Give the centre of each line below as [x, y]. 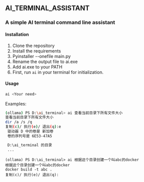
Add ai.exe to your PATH [37, 66]
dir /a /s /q [19, 122]
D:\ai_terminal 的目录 [30, 145]
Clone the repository [33, 45]
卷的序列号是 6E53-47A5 [30, 136]
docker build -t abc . [29, 169]
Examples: [16, 103]
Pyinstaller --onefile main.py [42, 56]
